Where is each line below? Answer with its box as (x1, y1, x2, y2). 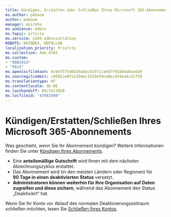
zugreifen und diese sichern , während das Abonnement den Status (12, 185, 155, 191)
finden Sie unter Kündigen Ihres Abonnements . (5, 148, 103, 154)
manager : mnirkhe (5, 21, 42, 27)
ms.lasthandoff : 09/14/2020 (5, 88, 65, 93)
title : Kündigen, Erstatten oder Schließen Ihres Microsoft (5, 7, 136, 13)
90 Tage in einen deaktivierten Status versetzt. (12, 174, 113, 180)
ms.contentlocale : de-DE (5, 83, 58, 88)
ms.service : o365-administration (5, 36, 76, 41)
